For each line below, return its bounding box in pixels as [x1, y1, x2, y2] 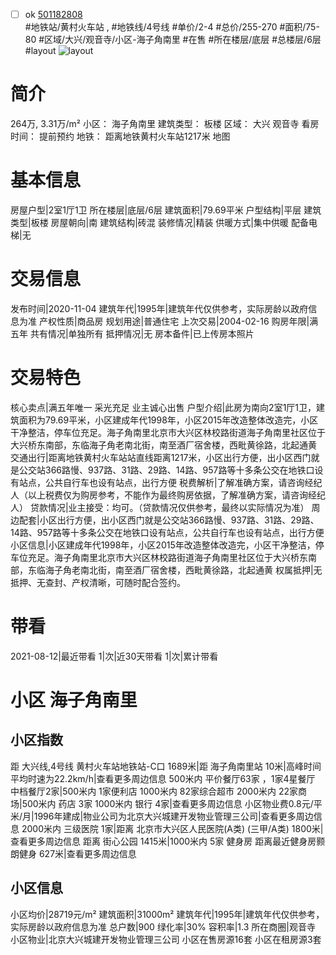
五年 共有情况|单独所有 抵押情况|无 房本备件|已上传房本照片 [10, 327, 255, 339]
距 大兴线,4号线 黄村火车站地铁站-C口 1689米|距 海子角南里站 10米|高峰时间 [10, 760, 322, 772]
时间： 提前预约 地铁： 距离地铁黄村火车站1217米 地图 [10, 130, 231, 142]
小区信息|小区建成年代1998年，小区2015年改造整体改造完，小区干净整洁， [10, 539, 316, 551]
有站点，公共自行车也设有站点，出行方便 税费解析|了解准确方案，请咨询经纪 [10, 476, 323, 488]
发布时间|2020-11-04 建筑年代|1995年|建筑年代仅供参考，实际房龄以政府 [10, 302, 309, 314]
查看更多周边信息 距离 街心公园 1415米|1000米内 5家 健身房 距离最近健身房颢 [10, 835, 326, 847]
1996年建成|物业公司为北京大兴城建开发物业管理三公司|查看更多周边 [33, 810, 314, 822]
